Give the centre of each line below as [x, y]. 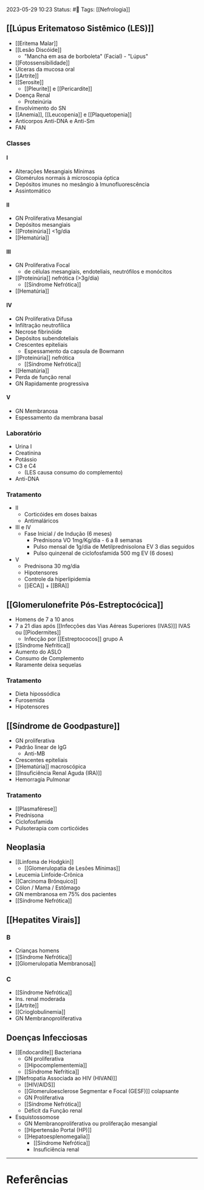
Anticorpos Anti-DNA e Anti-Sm [55, 121]
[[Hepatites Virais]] [43, 920]
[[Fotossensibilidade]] [42, 62]
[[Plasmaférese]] [36, 808]
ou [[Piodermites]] [38, 632]
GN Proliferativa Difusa [44, 319]
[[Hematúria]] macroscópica [50, 767]
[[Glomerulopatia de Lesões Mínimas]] [72, 868]
